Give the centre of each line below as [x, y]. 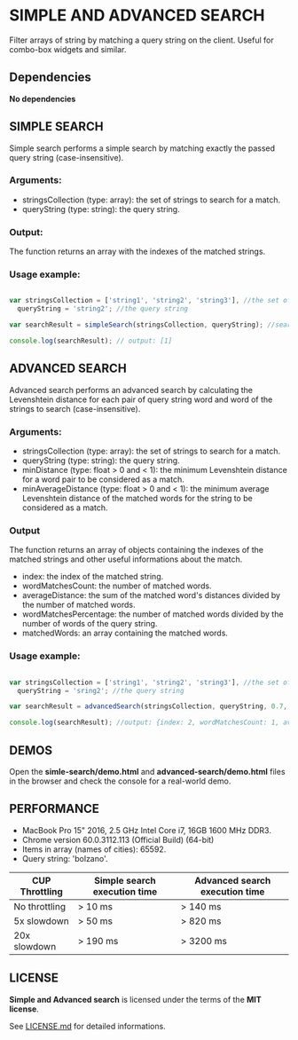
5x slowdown [41, 921]
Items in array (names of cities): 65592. [94, 849]
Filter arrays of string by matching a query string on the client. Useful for [141, 40]
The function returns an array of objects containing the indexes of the [137, 550]
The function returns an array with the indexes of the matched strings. [137, 252]
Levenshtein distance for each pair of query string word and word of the [141, 399]
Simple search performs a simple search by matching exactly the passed [142, 148]
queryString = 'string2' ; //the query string [103, 309]
